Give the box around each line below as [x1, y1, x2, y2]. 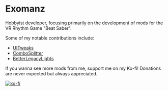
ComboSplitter [12, 50, 43, 56]
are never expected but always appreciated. [5, 70, 98, 76]
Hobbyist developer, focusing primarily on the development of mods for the [5, 20, 163, 26]
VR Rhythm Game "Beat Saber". [5, 25, 72, 31]
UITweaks [12, 44, 34, 51]
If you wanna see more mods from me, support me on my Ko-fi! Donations [5, 65, 161, 71]
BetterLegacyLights [12, 55, 54, 61]
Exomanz [5, 3, 46, 15]
